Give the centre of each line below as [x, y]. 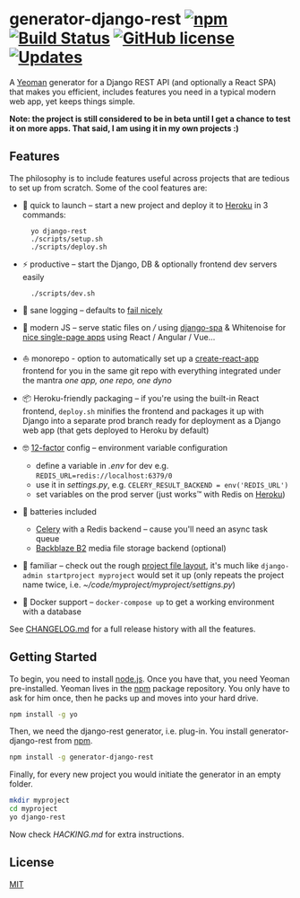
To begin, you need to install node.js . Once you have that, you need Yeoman [150, 679]
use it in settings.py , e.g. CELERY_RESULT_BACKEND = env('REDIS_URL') [162, 484]
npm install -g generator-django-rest [81, 757]
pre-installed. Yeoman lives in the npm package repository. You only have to [150, 688]
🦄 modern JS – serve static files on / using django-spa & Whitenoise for [154, 327]
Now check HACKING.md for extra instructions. [97, 834]
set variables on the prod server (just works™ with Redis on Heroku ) [160, 494]
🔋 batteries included [59, 511]
